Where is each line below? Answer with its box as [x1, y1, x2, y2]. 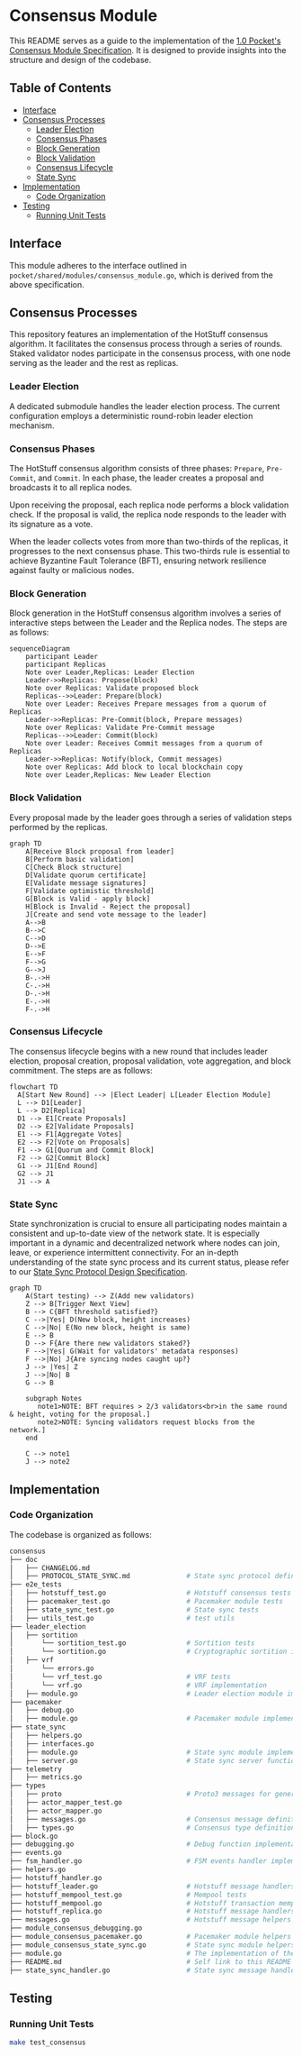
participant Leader [25, 653, 99, 662]
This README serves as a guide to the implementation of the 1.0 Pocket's [9, 35, 281, 46]
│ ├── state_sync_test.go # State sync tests [9, 1605, 259, 1614]
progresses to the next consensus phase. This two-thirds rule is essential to [9, 545, 290, 556]
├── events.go [9, 1849, 63, 1858]
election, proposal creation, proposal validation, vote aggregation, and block [9, 1055, 292, 1066]
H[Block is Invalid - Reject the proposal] [25, 902, 191, 911]
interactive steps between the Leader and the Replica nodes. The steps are [9, 617, 288, 628]
